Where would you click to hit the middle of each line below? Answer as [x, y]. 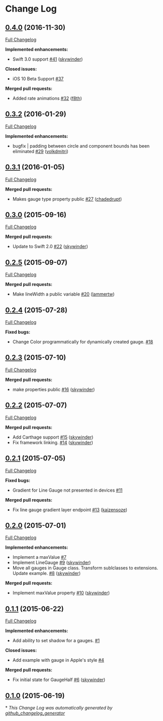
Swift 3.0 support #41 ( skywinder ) [48, 59]
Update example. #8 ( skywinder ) [47, 573]
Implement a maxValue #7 [39, 557]
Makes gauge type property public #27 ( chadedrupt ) [67, 199]
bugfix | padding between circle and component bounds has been [81, 146]
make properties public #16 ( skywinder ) [54, 389]
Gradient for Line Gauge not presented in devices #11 [67, 490]
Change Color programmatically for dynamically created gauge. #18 [83, 342]
